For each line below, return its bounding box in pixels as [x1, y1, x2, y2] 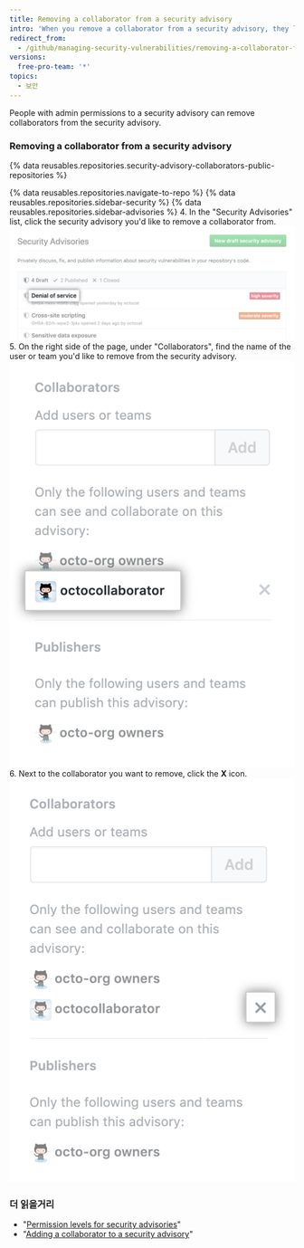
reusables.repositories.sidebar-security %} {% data [9, 197, 202, 208]
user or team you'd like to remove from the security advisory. [9, 351, 237, 362]
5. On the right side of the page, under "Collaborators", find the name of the [9, 341, 291, 352]
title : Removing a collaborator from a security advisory [9, 14, 233, 24]
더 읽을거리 [9, 1198, 55, 1211]
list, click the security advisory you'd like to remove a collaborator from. [9, 216, 277, 227]
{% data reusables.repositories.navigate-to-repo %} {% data [9, 187, 236, 198]
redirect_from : [9, 33, 67, 43]
